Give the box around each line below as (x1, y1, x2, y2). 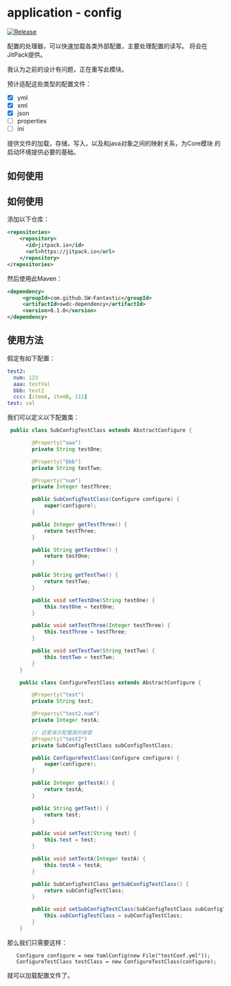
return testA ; (43, 786, 85, 793)
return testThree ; (43, 527, 97, 535)
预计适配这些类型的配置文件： (7, 79, 91, 88)
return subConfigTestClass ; (43, 887, 125, 894)
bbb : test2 (13, 387, 45, 394)
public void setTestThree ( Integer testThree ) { (32, 622, 170, 629)
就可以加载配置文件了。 (7, 971, 74, 979)
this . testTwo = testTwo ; (43, 653, 115, 661)
